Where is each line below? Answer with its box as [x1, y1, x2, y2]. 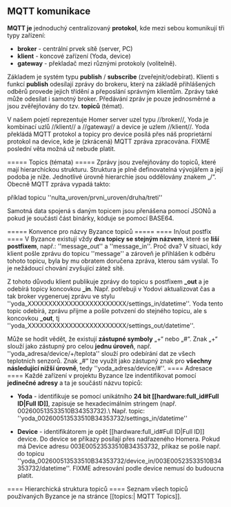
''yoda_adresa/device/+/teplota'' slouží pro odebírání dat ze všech [7, 349, 196, 357]
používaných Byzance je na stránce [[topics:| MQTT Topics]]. [7, 492, 181, 500]
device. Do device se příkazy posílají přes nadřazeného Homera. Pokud [17, 435, 221, 443]
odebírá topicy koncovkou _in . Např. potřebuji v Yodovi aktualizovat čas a [7, 284, 216, 292]
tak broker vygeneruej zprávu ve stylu [7, 292, 115, 300]
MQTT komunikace [7, 6, 91, 17]
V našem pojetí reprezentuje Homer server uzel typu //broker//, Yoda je [7, 115, 209, 123]
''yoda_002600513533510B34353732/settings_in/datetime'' [17, 414, 188, 422]
